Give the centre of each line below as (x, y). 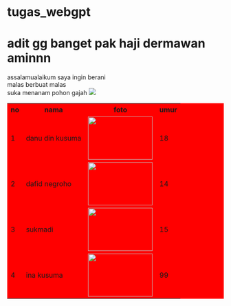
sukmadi (40, 229)
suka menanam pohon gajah (47, 93)
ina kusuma (44, 275)
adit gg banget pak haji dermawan (106, 44)
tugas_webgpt (49, 12)
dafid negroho (49, 184)
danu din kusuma (54, 139)
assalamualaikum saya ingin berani (56, 77)
